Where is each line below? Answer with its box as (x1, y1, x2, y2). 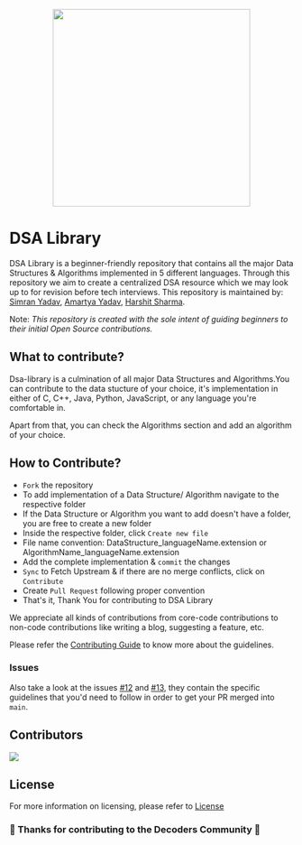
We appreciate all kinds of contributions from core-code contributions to (9, 612, 279, 623)
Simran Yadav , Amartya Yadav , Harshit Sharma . (9, 296, 186, 307)
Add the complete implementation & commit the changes (22, 556, 231, 567)
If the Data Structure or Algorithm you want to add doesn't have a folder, (22, 508, 291, 519)
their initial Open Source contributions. (9, 323, 153, 334)
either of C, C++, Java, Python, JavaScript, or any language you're (9, 393, 257, 404)
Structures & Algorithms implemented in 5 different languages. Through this (9, 267, 290, 278)
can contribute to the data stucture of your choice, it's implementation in (9, 383, 279, 394)
